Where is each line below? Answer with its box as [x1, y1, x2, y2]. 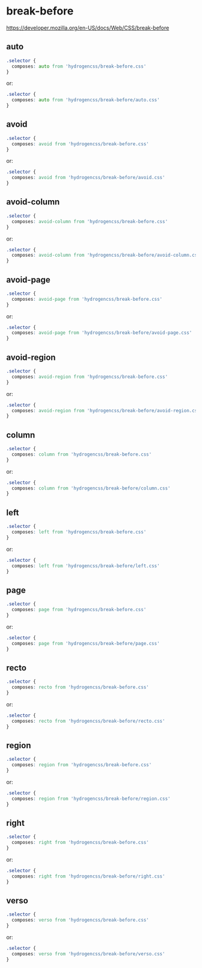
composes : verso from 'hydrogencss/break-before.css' [11, 917, 149, 923]
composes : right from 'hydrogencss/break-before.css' [11, 840, 149, 846]
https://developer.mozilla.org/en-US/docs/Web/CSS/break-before [6, 24, 170, 31]
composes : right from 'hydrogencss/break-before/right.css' [11, 873, 165, 879]
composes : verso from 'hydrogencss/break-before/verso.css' [11, 951, 165, 957]
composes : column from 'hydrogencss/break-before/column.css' [11, 485, 171, 491]
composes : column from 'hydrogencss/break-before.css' [11, 451, 152, 457]
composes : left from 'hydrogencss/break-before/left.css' [11, 562, 161, 569]
